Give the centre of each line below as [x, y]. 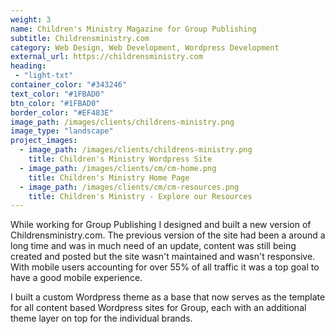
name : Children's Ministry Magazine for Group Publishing [133, 29]
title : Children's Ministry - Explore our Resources [140, 196]
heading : [28, 66]
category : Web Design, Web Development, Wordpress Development [145, 47]
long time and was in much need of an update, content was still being [153, 246]
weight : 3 [31, 19]
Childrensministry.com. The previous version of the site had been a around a [168, 235]
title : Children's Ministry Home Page [109, 177]
